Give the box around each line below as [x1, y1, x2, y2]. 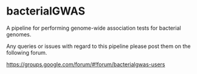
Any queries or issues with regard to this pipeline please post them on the [6, 42, 191, 50]
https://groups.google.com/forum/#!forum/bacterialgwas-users [6, 61, 165, 68]
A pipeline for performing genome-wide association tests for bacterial [6, 24, 181, 32]
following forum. [6, 49, 47, 56]
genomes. [6, 30, 32, 38]
